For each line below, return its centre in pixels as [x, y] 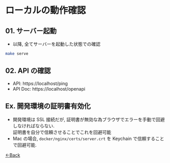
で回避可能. [25, 145]
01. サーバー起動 [31, 31]
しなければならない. [33, 126]
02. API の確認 [28, 71]
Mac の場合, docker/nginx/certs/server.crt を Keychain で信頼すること [88, 139]
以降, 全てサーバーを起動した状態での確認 [56, 44]
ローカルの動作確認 [46, 10]
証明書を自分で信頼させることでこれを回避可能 [62, 132]
